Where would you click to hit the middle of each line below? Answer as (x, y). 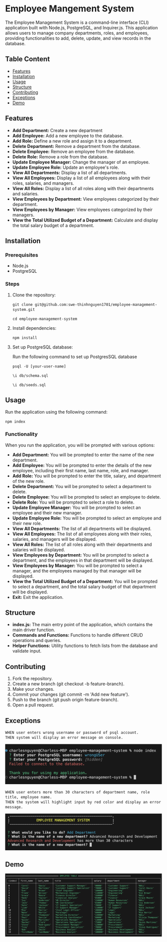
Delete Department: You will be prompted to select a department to (82, 486)
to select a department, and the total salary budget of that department (84, 586)
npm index (15, 422)
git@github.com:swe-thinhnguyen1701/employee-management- (96, 304)
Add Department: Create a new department (57, 130)
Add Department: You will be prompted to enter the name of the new (83, 454)
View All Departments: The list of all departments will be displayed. (82, 528)
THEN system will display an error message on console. (64, 738)
